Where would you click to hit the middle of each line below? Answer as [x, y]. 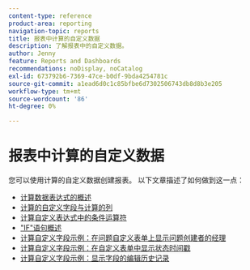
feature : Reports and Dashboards [65, 62]
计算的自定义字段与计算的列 [66, 208]
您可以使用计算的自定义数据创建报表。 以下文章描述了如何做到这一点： [126, 180]
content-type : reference [50, 16]
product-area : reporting [50, 24]
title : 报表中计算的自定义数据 [54, 39]
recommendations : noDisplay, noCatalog [76, 69]
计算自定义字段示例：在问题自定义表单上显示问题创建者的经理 [123, 238]
